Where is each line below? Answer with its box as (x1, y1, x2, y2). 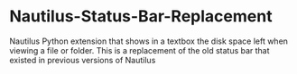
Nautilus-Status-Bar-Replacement (9, 6, 273, 27)
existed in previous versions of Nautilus (9, 54, 156, 65)
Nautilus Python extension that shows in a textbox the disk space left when (9, 36, 289, 46)
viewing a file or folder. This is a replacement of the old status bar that (9, 45, 270, 55)
